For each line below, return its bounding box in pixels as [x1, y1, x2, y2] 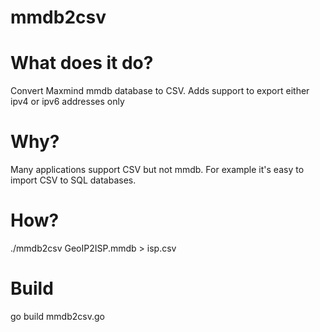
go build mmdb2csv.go [10, 310, 105, 322]
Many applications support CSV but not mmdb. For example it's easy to [10, 164, 305, 176]
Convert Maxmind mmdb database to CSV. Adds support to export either [10, 85, 310, 97]
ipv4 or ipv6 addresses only [10, 96, 125, 108]
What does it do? [10, 52, 154, 75]
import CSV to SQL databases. [10, 174, 137, 186]
